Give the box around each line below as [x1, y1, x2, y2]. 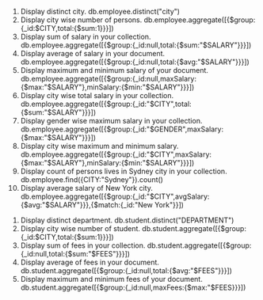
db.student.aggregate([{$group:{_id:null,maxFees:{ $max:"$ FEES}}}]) [20, 283, 246, 292]
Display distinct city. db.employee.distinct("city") [20, 7, 181, 16]
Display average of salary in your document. [20, 49, 166, 58]
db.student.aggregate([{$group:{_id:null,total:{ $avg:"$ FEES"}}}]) [20, 266, 233, 275]
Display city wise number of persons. [20, 15, 143, 25]
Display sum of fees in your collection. [20, 241, 146, 250]
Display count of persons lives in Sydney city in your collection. [20, 166, 228, 176]
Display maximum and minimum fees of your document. [20, 275, 203, 283]
